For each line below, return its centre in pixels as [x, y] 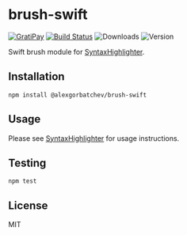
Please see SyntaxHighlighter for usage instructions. [94, 138]
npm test [23, 181]
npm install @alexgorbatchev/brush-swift [78, 95]
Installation [36, 77]
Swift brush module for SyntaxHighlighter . [76, 51]
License [28, 205]
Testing [27, 163]
